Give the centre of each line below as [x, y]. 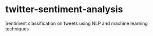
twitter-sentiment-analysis [64, 9]
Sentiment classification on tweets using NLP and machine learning [76, 23]
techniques [17, 28]
